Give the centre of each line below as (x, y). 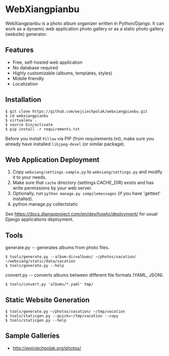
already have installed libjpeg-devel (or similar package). (65, 144)
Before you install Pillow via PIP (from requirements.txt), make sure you (80, 138)
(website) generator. (26, 34)
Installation (23, 100)
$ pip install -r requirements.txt (43, 129)
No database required (35, 67)
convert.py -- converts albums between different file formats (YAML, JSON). (84, 275)
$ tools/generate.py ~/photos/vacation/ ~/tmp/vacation (65, 311)
